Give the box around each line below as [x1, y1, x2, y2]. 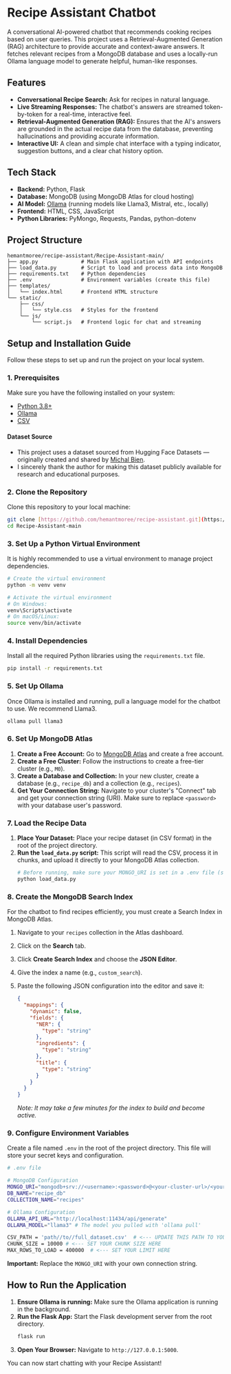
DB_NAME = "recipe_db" [7, 1190, 67, 1197]
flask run [16, 1333, 46, 1340]
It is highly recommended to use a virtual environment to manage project [7, 555, 213, 563]
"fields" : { [30, 1014, 64, 1022]
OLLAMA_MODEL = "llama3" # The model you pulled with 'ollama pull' [7, 1222, 201, 1228]
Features [7, 77, 46, 89]
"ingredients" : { [35, 1040, 86, 1047]
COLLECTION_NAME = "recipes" [7, 1196, 85, 1203]
